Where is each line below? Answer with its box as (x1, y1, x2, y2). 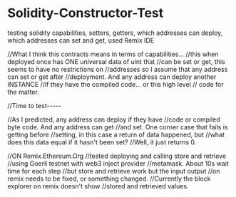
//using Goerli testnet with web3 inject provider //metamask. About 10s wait (7, 159, 230, 168)
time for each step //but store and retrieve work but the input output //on (7, 166, 220, 175)
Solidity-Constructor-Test (7, 5, 164, 21)
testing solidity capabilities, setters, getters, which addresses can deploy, (7, 28, 223, 37)
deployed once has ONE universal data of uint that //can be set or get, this (7, 57, 226, 65)
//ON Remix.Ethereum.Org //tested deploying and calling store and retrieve (7, 151, 227, 160)
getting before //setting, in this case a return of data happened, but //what (7, 130, 225, 139)
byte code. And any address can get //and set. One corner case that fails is (7, 122, 228, 131)
